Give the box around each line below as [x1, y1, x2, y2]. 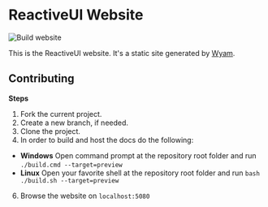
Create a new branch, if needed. [19, 118, 128, 127]
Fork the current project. [19, 109, 102, 119]
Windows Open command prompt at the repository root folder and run [19, 150, 257, 160]
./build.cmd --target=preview [19, 161, 123, 169]
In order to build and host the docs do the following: [19, 135, 194, 144]
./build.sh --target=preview [19, 176, 119, 184]
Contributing [8, 71, 75, 86]
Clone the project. [19, 126, 81, 136]
